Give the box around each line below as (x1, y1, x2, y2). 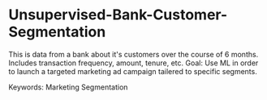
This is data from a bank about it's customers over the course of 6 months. (8, 49, 259, 59)
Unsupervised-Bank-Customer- (8, 6, 228, 24)
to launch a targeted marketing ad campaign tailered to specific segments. (8, 66, 257, 76)
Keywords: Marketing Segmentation (8, 82, 128, 92)
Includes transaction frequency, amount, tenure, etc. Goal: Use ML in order (8, 58, 259, 68)
